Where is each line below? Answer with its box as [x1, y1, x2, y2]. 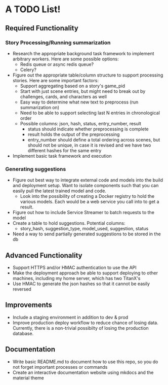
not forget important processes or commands [12, 364, 108, 370]
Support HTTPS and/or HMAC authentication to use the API [12, 264, 137, 270]
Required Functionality [5, 24, 78, 32]
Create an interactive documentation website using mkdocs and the [12, 369, 154, 375]
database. [12, 330, 34, 336]
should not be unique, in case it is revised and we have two [27, 142, 151, 148]
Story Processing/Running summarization [5, 39, 111, 46]
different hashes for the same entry [27, 147, 102, 153]
